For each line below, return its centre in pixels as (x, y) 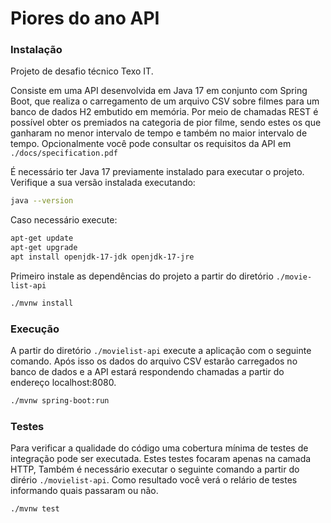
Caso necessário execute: (64, 220)
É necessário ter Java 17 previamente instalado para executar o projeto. (157, 172)
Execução (35, 329)
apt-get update (42, 238)
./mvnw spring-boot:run (60, 401)
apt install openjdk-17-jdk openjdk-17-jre (102, 257)
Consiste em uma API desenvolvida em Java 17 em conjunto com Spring (159, 91)
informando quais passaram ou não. (84, 491)
